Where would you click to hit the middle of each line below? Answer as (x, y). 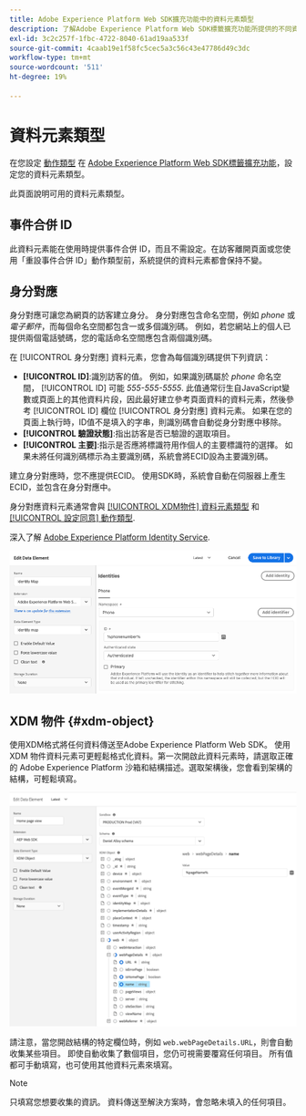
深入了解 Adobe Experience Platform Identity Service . (110, 537)
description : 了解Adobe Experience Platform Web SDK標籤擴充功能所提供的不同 (151, 29)
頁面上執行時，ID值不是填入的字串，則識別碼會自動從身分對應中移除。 (154, 422)
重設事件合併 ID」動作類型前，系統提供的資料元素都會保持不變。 (146, 260)
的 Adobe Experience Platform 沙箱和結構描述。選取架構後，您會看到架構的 (151, 768)
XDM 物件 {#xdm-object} (82, 721)
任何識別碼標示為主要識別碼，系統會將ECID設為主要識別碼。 (160, 457)
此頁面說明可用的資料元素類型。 (69, 193)
